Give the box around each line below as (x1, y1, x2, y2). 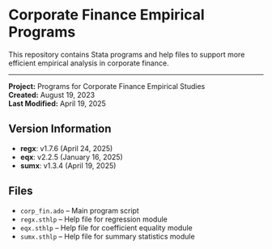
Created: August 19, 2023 (8, 90, 96, 99)
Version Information (8, 122, 112, 136)
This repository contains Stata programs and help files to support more (8, 49, 245, 59)
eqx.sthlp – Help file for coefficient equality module (19, 222, 193, 232)
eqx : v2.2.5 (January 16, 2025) (19, 152, 123, 162)
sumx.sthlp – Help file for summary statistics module (19, 231, 196, 241)
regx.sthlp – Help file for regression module (19, 214, 168, 224)
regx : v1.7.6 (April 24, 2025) (19, 143, 113, 153)
